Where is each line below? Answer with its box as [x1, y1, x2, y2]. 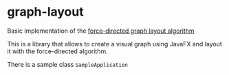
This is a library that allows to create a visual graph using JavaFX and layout [7, 40, 222, 48]
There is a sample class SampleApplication [7, 60, 129, 68]
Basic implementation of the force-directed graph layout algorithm [7, 27, 195, 35]
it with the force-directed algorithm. [7, 47, 108, 55]
